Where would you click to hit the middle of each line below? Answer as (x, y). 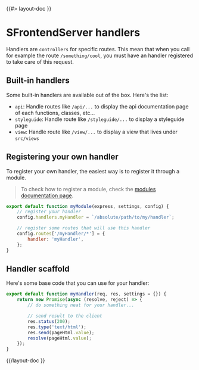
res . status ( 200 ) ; (49, 321)
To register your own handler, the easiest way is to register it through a (93, 171)
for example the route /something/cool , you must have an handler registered (100, 55)
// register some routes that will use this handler (84, 228)
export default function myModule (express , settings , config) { (88, 206)
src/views (27, 139)
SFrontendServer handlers (73, 33)
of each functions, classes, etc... (55, 113)
